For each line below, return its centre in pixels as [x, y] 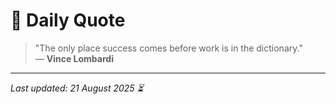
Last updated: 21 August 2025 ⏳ [77, 88]
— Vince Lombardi [74, 58]
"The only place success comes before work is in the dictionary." [168, 48]
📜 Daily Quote [68, 20]
